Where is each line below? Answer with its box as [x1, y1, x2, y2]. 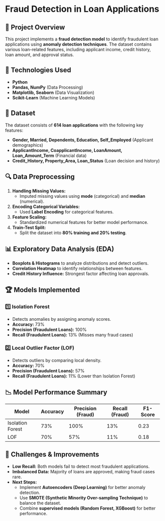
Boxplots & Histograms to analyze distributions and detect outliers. [12, 260, 149, 266]
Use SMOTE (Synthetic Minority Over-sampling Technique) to [19, 494, 148, 500]
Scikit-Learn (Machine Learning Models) [12, 94, 95, 100]
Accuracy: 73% [12, 321, 45, 327]
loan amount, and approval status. [5, 52, 74, 58]
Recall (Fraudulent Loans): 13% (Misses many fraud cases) [12, 332, 134, 337]
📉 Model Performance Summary [5, 388, 108, 397]
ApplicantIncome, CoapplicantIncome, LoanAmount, [12, 147, 123, 153]
